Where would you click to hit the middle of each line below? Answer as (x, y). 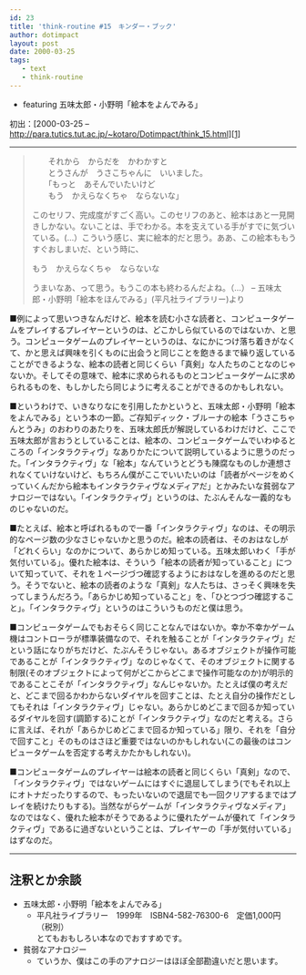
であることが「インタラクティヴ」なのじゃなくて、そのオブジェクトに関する (153, 661)
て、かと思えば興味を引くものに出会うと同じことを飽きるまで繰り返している (153, 353)
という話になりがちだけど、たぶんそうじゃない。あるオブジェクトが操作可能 (153, 650)
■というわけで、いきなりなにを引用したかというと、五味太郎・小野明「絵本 (153, 405)
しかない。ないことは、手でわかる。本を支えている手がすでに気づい (168, 226)
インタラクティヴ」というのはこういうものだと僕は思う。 (141, 608)
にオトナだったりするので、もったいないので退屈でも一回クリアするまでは (149, 795)
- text (34, 69)
